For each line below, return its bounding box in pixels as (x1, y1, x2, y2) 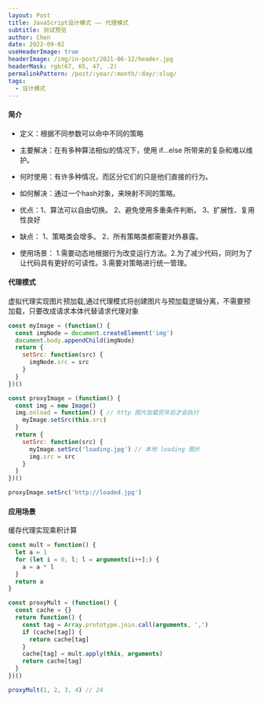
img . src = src (28, 453, 76, 460)
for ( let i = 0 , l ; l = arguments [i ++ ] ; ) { (15, 555, 160, 563)
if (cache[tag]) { (22, 628, 82, 636)
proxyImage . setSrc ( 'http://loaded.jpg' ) (8, 489, 143, 496)
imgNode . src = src (28, 358, 89, 366)
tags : (8, 77, 26, 85)
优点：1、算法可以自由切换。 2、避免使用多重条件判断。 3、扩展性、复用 (19, 205, 255, 214)
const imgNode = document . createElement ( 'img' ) (15, 329, 174, 337)
